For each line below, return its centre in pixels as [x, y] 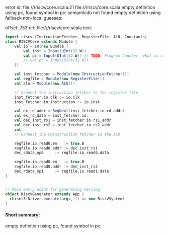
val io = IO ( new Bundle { [41, 46]
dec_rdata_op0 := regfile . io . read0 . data [62, 153]
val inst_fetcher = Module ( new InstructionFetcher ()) [72, 74]
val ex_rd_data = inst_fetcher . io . [52, 116]
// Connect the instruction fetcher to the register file [76, 93]
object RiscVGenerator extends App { [45, 194]
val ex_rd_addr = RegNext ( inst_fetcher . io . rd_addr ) [69, 111]
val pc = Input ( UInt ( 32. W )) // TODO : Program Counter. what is [91, 56]
